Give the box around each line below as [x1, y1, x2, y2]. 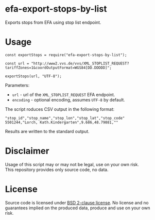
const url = [5, 61, 29, 66]
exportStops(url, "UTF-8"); [5, 74, 62, 79]
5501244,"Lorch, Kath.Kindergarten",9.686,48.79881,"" [5, 120, 119, 125]
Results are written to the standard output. [5, 128, 90, 134]
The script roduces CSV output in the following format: [5, 106, 115, 112]
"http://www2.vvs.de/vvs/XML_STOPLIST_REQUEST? [31, 61, 130, 66]
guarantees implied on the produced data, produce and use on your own [5, 205, 151, 211]
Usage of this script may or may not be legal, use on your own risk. [5, 161, 139, 167]
